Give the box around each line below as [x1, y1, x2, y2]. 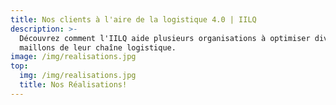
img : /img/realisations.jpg [19, 71, 137, 81]
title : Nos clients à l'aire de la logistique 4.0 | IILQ [10, 14, 257, 25]
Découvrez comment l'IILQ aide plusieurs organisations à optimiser [19, 33, 311, 43]
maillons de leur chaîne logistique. [19, 42, 177, 53]
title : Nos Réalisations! [19, 80, 128, 90]
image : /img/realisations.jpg [10, 52, 137, 62]
